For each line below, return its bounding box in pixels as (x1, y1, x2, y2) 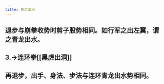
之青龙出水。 (5, 35, 44, 44)
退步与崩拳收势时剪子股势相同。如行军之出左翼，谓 (5, 26, 159, 34)
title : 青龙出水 (5, 7, 35, 12)
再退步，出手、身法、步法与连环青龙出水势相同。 (5, 71, 153, 80)
